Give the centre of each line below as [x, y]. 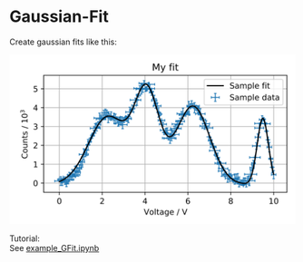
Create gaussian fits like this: [64, 42]
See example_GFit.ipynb [54, 248]
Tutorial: [25, 238]
